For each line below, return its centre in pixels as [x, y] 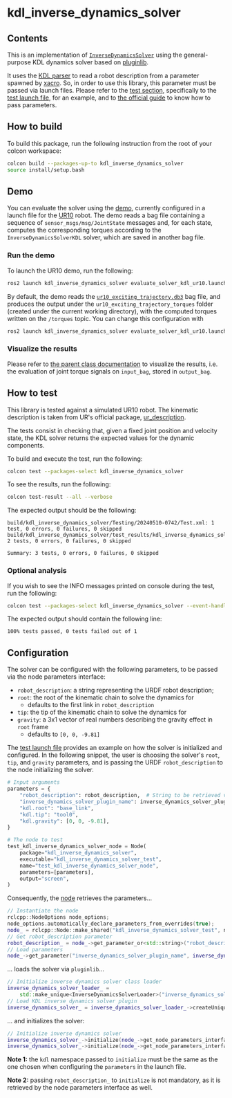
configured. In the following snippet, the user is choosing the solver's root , [114, 755]
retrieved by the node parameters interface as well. [80, 1088]
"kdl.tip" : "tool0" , [49, 814]
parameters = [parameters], [57, 872]
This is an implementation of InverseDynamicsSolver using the [95, 55]
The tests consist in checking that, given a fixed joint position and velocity [112, 430]
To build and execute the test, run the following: [75, 459]
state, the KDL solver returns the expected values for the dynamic [101, 438]
